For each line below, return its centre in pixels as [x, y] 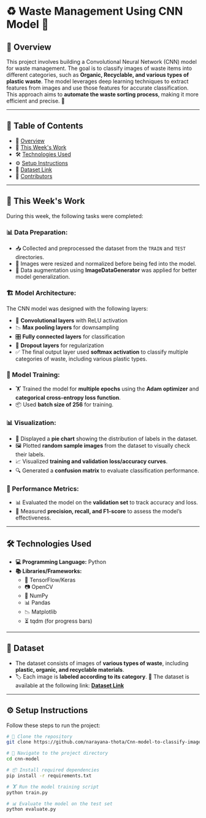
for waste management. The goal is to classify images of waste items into [99, 68]
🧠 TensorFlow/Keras [50, 580]
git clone [19, 742]
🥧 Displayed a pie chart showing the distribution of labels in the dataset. [106, 438]
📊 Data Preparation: [37, 232]
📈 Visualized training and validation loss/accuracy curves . [91, 461]
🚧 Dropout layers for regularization [59, 346]
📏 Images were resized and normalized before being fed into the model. [106, 263]
